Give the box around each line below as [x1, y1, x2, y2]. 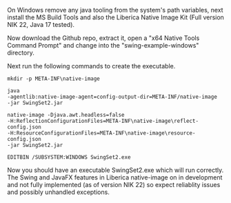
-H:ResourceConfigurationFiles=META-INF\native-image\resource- [7, 130, 196, 137]
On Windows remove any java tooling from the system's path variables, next [7, 6, 223, 14]
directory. [7, 48, 34, 57]
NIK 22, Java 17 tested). [7, 21, 74, 28]
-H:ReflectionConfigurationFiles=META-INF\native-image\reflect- [7, 117, 199, 124]
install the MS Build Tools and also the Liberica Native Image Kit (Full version [7, 13, 224, 21]
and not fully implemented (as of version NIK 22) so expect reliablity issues [7, 181, 221, 188]
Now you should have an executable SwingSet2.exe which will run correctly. [7, 166, 224, 174]
